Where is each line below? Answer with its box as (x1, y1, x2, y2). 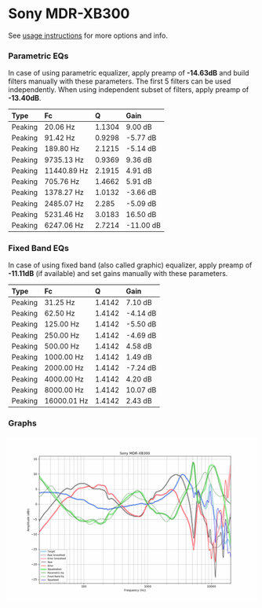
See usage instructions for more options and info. (8, 31, 169, 40)
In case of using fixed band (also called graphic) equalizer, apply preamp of (8, 260, 253, 270)
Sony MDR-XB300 (8, 5, 130, 23)
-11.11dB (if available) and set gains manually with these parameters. (8, 269, 228, 278)
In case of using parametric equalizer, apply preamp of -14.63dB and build (8, 68, 249, 78)
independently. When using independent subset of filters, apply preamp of (8, 85, 249, 94)
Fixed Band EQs (8, 242, 69, 253)
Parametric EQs (8, 50, 69, 61)
